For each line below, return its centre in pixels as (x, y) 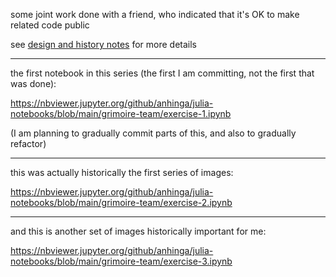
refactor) (28, 143)
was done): (33, 83)
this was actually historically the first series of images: (122, 172)
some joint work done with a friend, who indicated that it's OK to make (155, 14)
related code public (50, 25)
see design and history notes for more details (103, 44)
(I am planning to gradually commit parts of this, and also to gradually (153, 133)
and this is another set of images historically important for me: (138, 231)
